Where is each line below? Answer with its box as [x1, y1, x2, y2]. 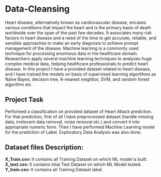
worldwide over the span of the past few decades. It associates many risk [5, 30, 152, 35]
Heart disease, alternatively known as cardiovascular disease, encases [5, 19, 146, 25]
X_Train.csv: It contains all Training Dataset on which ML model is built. [5, 156, 148, 162]
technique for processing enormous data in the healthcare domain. [5, 50, 138, 56]
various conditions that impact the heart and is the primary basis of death [5, 24, 151, 30]
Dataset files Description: [5, 143, 84, 152]
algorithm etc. [5, 81, 33, 87]
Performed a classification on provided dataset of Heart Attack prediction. [5, 108, 152, 114]
